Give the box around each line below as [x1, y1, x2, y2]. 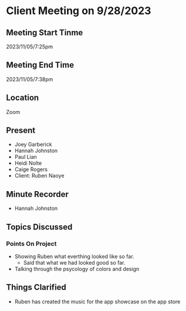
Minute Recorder [6, 189, 69, 199]
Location [6, 93, 39, 103]
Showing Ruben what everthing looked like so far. [14, 253, 134, 260]
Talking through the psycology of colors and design [14, 265, 140, 272]
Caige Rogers [14, 166, 48, 173]
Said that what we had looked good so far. [23, 259, 126, 266]
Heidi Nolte [14, 160, 42, 167]
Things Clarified [6, 282, 66, 292]
